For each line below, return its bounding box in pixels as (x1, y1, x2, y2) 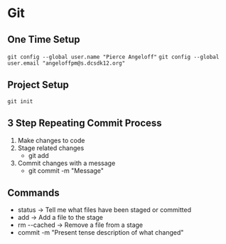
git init (7, 97, 33, 105)
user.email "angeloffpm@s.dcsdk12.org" (7, 60, 126, 67)
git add (28, 151, 50, 159)
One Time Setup (7, 33, 80, 46)
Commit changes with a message (17, 159, 116, 167)
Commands (7, 187, 60, 199)
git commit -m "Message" (28, 166, 104, 175)
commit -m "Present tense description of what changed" (17, 228, 184, 237)
